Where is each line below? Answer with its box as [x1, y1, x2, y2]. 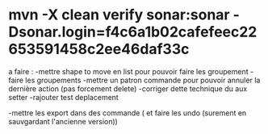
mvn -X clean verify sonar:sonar [8, 6, 230, 24]
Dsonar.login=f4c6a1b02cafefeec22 [8, 23, 258, 41]
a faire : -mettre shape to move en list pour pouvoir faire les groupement [8, 66, 249, 76]
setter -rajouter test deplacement [8, 92, 119, 102]
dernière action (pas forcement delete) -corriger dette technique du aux [8, 83, 248, 94]
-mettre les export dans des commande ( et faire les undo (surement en [8, 107, 247, 118]
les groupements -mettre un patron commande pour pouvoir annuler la [25, 75, 261, 85]
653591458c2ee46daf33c [8, 40, 190, 58]
